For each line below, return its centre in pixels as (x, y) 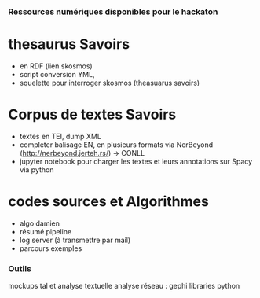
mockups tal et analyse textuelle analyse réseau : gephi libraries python (124, 286)
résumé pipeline (46, 231)
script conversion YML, (57, 74)
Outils (20, 268)
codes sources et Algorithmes (109, 201)
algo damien (40, 223)
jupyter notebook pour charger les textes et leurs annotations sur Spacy (136, 161)
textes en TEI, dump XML (60, 136)
